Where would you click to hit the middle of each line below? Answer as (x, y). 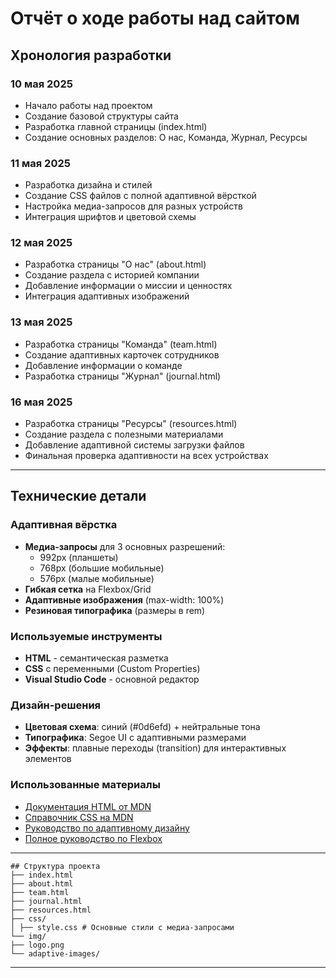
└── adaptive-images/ (55, 953)
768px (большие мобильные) (102, 568)
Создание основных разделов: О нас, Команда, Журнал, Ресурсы (166, 137)
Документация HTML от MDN (88, 806)
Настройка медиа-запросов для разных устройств (133, 206)
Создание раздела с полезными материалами (124, 434)
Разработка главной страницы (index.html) (116, 126)
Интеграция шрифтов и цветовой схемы (110, 217)
